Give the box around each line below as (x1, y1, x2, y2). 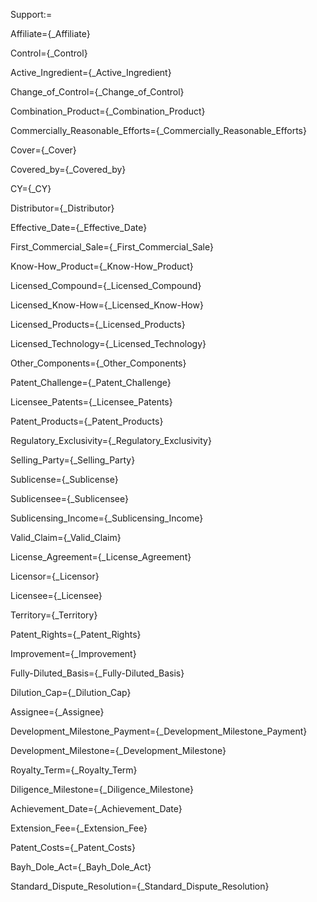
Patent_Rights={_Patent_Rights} (10, 629, 142, 640)
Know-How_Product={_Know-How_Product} (10, 260, 194, 272)
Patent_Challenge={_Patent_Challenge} (10, 377, 172, 388)
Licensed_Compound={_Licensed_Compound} (10, 280, 202, 291)
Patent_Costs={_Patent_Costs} (10, 842, 136, 853)
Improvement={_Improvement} (10, 648, 137, 659)
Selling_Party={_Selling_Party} (10, 454, 136, 466)
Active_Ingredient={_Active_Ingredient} (10, 67, 172, 78)
